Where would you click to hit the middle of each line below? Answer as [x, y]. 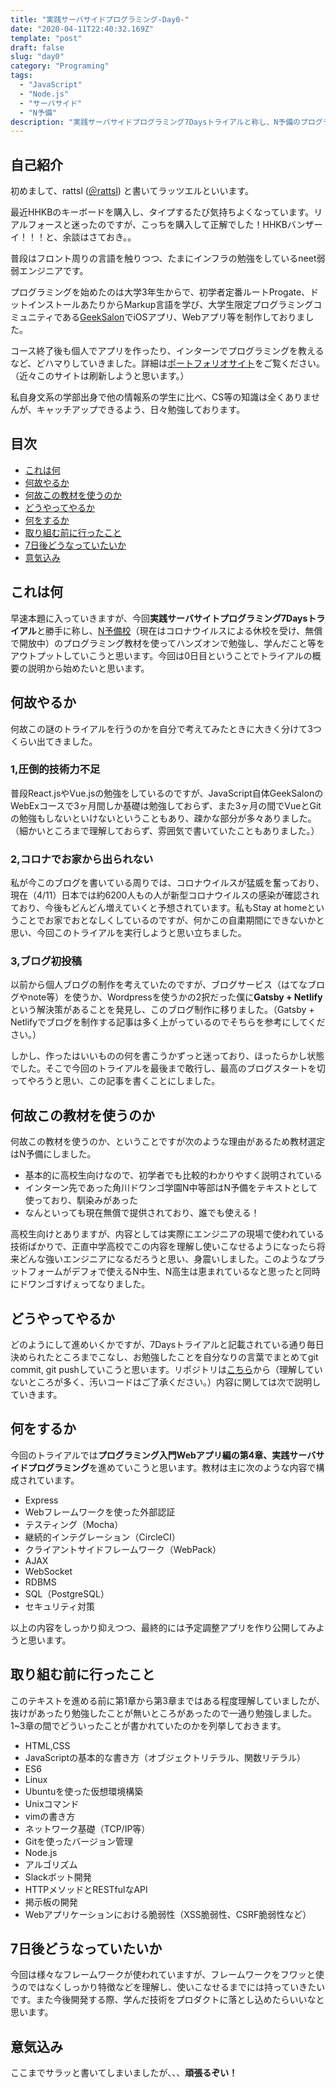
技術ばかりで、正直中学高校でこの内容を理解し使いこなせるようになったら [163, 1247]
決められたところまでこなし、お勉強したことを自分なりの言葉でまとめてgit [164, 1357]
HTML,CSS [47, 1745]
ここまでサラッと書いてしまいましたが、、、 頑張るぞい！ [124, 2073]
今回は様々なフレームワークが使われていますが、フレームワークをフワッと [163, 1975]
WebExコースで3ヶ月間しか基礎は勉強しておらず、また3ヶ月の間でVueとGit [166, 805]
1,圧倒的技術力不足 [55, 769]
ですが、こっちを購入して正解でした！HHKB [197, 225]
